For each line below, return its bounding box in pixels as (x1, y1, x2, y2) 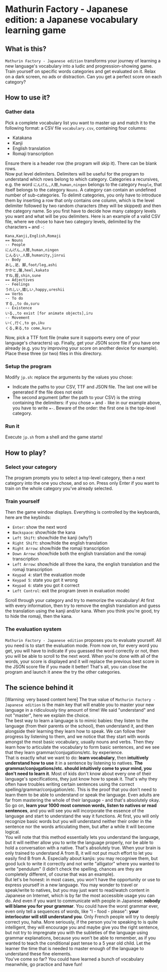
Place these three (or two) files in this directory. (5, 350, 103, 356)
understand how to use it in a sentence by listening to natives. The (5, 760, 143, 766)
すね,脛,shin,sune (5, 273, 41, 278)
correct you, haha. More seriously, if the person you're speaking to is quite (5, 919, 158, 925)
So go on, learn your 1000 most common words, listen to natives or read (5, 802, 157, 808)
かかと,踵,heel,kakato (5, 268, 49, 273)
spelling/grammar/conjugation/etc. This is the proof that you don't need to (5, 786, 157, 792)
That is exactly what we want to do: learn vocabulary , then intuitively (5, 755, 149, 761)
